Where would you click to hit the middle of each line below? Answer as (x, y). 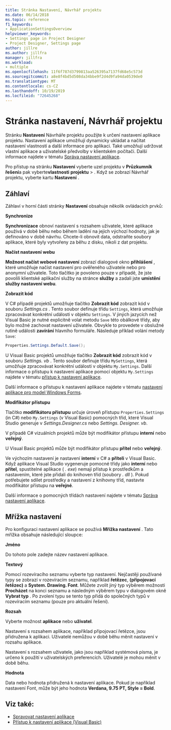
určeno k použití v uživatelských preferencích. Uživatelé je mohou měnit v (83, 657)
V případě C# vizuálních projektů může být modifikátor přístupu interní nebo (86, 433)
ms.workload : (19, 62)
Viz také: (20, 704)
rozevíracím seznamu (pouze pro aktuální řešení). (57, 601)
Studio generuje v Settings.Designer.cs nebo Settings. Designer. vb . (77, 423)
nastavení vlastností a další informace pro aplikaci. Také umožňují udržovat (84, 146)
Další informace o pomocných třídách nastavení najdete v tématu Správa (82, 495)
